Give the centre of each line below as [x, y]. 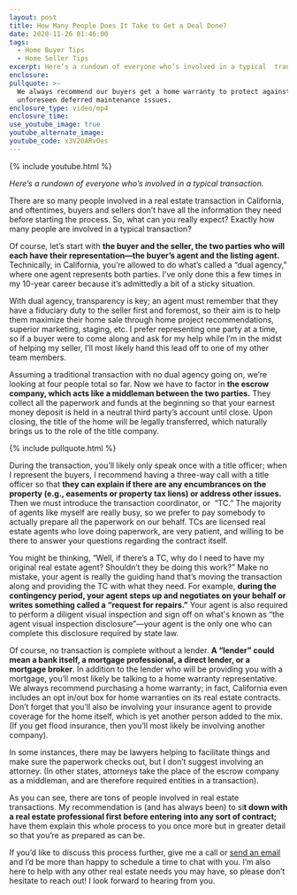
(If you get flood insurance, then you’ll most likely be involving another [137, 725]
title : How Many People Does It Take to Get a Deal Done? [118, 26]
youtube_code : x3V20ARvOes [59, 141]
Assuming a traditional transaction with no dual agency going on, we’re [138, 374]
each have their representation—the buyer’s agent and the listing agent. [145, 255]
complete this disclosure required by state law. [94, 633]
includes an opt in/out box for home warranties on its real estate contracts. [145, 697]
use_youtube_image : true [55, 125]
